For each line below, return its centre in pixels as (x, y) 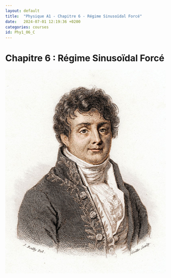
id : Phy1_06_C (20, 32)
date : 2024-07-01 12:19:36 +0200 (43, 21)
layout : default (22, 11)
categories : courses (27, 27)
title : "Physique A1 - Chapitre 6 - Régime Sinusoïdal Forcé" (74, 16)
